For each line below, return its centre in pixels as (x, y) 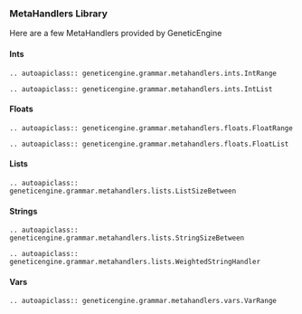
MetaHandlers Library (59, 14)
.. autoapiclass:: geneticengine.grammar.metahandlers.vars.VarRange (143, 301)
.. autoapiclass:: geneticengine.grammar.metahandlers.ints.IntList (141, 89)
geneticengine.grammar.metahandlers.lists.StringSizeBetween (127, 238)
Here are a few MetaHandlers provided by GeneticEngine (116, 33)
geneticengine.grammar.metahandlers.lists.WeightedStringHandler (135, 262)
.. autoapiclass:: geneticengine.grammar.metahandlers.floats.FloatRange (151, 128)
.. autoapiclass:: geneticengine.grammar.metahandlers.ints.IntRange (143, 73)
